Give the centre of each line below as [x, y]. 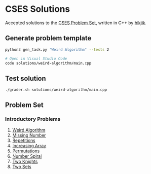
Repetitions [24, 140]
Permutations [26, 151]
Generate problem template [48, 38]
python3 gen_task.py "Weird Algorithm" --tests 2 [57, 50]
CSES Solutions [38, 9]
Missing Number [29, 135]
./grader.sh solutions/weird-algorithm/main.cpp [56, 90]
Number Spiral [27, 156]
